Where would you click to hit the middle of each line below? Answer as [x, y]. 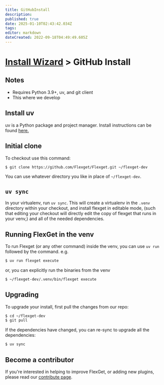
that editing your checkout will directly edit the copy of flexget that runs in [81, 214]
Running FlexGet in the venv [50, 234]
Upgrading [22, 295]
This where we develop [36, 97]
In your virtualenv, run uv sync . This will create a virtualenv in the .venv [78, 203]
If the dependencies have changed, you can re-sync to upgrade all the [77, 330]
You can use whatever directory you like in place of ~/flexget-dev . [73, 176]
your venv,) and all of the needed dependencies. [55, 219]
